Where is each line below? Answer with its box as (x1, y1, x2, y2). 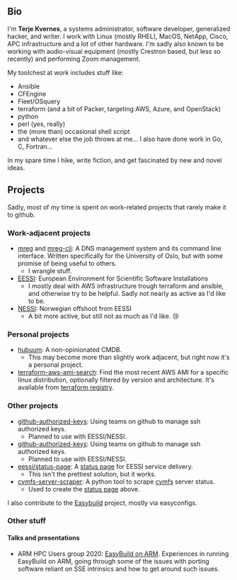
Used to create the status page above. (28, 484, 140, 493)
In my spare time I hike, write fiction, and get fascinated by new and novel (7, 156, 222, 164)
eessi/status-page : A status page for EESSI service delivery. (17, 462, 193, 470)
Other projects (7, 401, 59, 411)
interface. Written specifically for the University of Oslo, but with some (17, 251, 224, 260)
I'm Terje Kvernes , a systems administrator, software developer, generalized (7, 24, 231, 33)
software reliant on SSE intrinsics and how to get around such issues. (17, 564, 220, 573)
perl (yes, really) (17, 120, 66, 128)
